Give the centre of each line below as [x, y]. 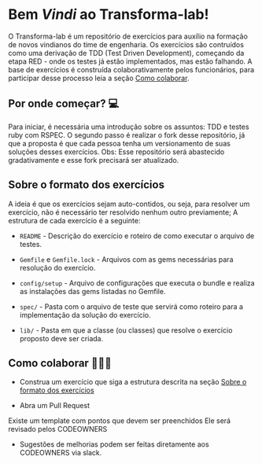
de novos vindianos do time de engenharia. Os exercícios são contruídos [126, 44]
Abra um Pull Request [55, 406]
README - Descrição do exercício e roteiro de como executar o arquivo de [137, 236]
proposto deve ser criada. [61, 338]
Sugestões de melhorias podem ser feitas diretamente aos [114, 444]
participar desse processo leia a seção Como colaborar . [99, 78]
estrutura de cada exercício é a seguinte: [74, 220]
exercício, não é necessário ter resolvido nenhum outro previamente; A [123, 212]
